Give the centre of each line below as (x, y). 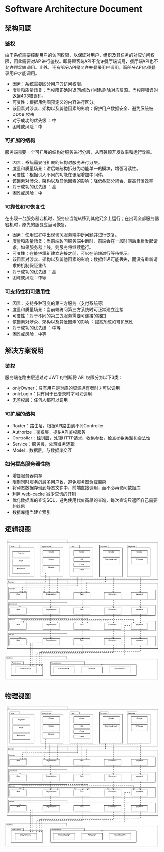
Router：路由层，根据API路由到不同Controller (58, 426)
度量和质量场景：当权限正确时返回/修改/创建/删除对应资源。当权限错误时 (85, 90)
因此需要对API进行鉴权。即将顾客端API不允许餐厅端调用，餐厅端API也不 (86, 61)
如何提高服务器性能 (28, 464)
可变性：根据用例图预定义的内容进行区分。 (55, 102)
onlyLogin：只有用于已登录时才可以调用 (52, 394)
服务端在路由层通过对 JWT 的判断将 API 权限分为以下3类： (64, 377)
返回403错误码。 (29, 96)
